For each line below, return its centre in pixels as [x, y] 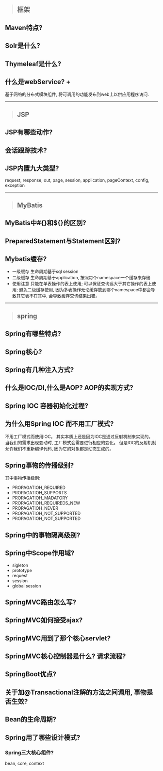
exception [15, 185]
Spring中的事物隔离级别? [43, 535]
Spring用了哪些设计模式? [43, 737]
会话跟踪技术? [26, 150]
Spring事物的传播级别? [40, 465]
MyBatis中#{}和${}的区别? [46, 223]
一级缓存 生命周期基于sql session [45, 271]
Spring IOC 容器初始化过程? [47, 406]
